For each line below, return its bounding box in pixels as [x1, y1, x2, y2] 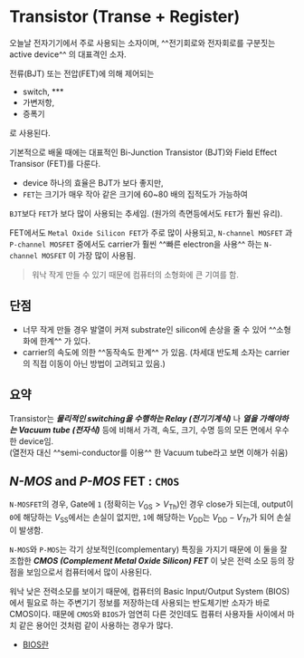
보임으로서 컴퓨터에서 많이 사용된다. [25, 566, 152, 577]
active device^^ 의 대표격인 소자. [9, 48, 127, 60]
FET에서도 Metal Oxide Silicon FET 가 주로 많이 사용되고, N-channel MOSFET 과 [9, 227, 293, 237]
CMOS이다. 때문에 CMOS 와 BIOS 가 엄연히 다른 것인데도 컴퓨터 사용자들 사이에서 [9, 608, 286, 619]
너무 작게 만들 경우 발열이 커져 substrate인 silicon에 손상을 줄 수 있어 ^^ [22, 324, 277, 334]
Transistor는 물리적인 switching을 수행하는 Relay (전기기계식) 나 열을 [9, 412, 258, 423]
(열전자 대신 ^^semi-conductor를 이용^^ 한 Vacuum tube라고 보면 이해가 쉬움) [9, 447, 289, 458]
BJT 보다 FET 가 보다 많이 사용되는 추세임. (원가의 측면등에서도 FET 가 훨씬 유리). [9, 208, 283, 218]
